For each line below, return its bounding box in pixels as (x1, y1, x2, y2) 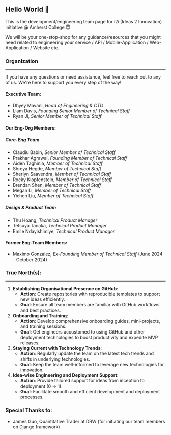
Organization (5, 57, 38, 64)
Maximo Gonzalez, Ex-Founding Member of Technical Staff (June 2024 (12, 251, 163, 258)
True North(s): (5, 269, 42, 276)
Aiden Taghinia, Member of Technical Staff (12, 160, 103, 166)
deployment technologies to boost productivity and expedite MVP (20, 335, 158, 341)
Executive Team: (5, 91, 42, 97)
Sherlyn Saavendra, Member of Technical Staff (12, 171, 111, 177)
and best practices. (20, 307, 61, 314)
